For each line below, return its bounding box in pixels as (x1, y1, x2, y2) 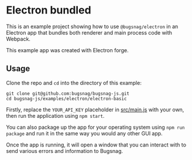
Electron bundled (6, 4, 92, 17)
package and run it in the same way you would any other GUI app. (6, 130, 163, 137)
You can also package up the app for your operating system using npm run (6, 124, 186, 131)
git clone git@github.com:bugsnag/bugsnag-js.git (6, 90, 130, 97)
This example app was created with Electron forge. (6, 46, 129, 53)
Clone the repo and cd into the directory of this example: (6, 79, 142, 86)
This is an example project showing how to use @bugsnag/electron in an (6, 23, 179, 30)
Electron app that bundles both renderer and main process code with (6, 29, 173, 36)
